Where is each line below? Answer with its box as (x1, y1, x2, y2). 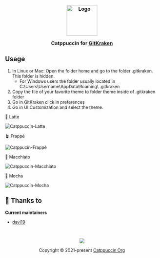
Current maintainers (5, 210, 47, 215)
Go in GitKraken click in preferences (12, 99, 85, 105)
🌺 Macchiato (5, 154, 30, 160)
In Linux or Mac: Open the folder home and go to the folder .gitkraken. (12, 68, 153, 73)
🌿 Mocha (5, 173, 23, 179)
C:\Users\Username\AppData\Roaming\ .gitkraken (19, 83, 120, 89)
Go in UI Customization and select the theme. (12, 104, 103, 110)
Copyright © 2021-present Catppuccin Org (39, 247, 125, 253)
